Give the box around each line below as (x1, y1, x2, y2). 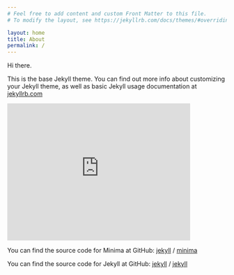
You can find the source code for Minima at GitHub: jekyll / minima (7, 246, 198, 255)
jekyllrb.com (7, 90, 43, 98)
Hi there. (7, 61, 32, 70)
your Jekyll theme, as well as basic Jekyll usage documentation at (7, 82, 197, 91)
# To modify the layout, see (7, 17, 92, 24)
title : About (7, 36, 45, 42)
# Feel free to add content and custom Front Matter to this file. (7, 10, 208, 17)
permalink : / (7, 42, 45, 49)
